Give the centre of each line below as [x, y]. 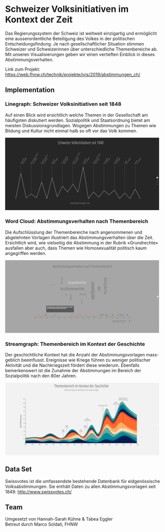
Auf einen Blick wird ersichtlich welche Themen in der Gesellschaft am [77, 115]
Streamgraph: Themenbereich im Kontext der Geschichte [75, 344]
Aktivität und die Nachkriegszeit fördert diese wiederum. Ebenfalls [72, 365]
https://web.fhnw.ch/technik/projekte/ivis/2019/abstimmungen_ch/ [73, 74]
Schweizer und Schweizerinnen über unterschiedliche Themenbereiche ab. [82, 49]
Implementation [30, 90]
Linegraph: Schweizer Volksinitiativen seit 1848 [63, 104]
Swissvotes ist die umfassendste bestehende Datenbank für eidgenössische [82, 481]
